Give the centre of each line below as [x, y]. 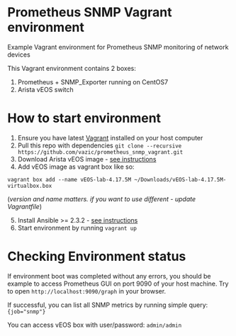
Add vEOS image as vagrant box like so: [76, 167]
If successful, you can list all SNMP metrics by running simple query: [108, 305]
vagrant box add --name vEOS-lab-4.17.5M [69, 179]
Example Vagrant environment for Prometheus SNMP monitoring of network [118, 47]
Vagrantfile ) [25, 206]
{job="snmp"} [27, 312]
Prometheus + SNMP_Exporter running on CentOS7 [93, 82]
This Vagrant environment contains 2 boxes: [72, 68]
